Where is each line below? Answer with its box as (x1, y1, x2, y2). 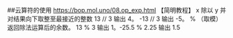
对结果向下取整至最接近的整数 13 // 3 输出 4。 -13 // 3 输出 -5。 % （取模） (7, 15, 223, 23)
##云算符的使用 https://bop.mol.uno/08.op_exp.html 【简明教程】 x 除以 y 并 (7, 6, 227, 14)
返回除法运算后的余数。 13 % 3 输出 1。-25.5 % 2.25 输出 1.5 (7, 23, 181, 31)
